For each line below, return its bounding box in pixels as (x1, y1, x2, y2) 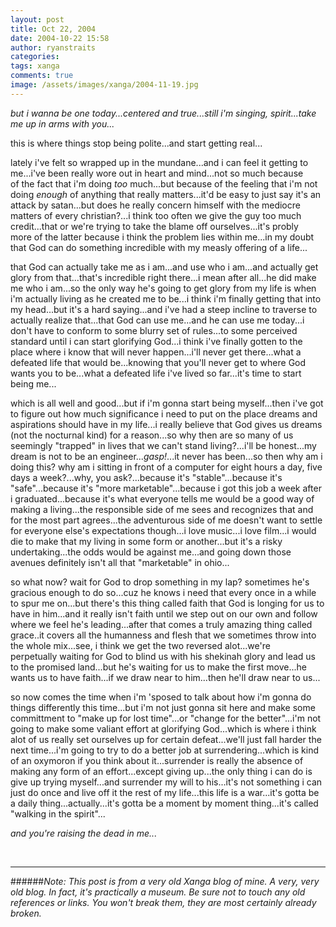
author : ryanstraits (10, 42, 97, 53)
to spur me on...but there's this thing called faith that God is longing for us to (10, 597, 325, 609)
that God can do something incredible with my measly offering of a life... (10, 241, 308, 253)
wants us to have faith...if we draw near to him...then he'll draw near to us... (10, 671, 321, 683)
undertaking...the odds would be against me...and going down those (10, 546, 292, 558)
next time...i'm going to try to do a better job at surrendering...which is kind (10, 744, 320, 756)
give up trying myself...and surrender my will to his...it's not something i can (10, 776, 323, 788)
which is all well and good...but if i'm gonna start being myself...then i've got (10, 397, 324, 409)
